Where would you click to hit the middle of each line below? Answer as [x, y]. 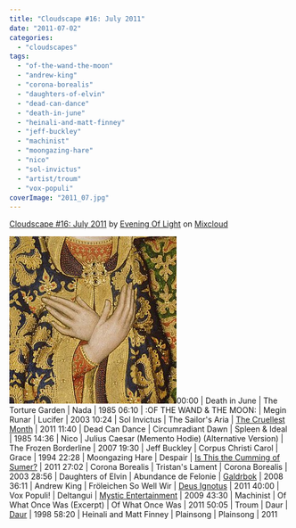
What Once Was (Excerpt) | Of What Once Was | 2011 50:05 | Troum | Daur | [148, 505]
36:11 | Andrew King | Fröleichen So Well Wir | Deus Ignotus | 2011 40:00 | [144, 486]
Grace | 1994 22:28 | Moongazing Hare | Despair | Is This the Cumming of [145, 458]
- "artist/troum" [49, 178]
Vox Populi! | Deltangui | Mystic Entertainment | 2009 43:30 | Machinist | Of [148, 496]
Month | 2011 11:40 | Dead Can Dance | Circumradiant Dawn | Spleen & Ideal [148, 429]
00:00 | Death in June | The [227, 400]
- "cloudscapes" [47, 47]
